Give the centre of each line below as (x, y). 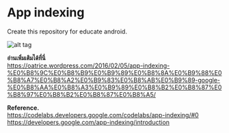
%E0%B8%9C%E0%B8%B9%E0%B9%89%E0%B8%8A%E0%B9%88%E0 (114, 72)
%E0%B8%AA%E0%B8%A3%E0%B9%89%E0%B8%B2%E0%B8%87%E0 (114, 87)
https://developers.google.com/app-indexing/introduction (88, 122)
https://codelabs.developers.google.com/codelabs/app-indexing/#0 (103, 115)
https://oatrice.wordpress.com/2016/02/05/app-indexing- (89, 65)
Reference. (23, 108)
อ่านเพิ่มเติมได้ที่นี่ (26, 58)
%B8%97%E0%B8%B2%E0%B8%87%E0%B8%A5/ (81, 94)
